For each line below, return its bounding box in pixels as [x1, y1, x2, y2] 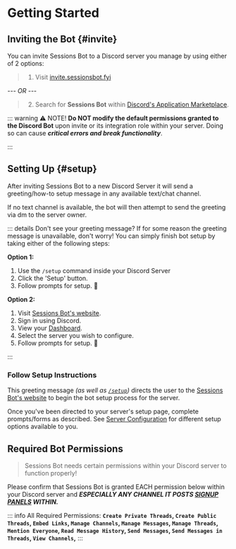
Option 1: [7, 253, 34, 261]
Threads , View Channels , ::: [7, 533, 83, 542]
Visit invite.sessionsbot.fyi [35, 73, 111, 81]
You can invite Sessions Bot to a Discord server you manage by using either [7, 52, 228, 60]
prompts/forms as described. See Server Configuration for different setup [7, 415, 222, 423]
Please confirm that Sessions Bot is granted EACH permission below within [7, 482, 225, 491]
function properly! [24, 469, 77, 477]
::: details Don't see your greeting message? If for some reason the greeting [7, 224, 227, 232]
